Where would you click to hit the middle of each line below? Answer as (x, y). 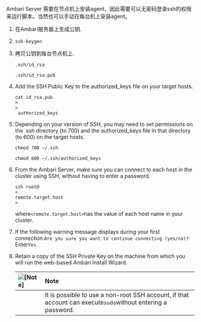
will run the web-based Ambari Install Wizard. (71, 262)
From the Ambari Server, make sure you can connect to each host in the (103, 169)
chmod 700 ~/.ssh (36, 148)
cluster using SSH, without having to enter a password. (83, 176)
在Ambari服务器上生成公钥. (48, 29)
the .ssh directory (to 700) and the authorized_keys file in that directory (103, 130)
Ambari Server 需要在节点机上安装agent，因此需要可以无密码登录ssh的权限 (99, 9)
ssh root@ (27, 187)
